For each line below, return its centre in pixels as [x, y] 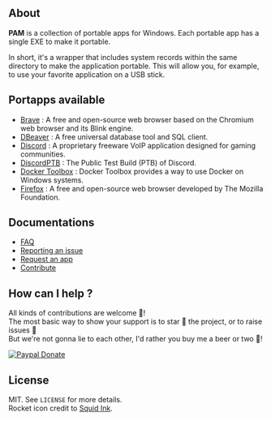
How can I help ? [51, 293]
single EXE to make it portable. [60, 41]
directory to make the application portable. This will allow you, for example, [134, 66]
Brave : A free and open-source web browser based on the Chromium [137, 119]
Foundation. [40, 197]
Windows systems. [52, 180]
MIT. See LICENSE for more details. [65, 400]
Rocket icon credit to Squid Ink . [61, 408]
